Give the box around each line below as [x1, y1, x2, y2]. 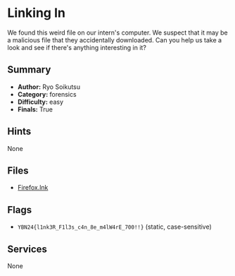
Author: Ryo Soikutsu [17, 83, 81, 91]
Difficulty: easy [17, 97, 64, 106]
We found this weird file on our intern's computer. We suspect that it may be [7, 28, 228, 37]
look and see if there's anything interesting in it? [7, 43, 146, 52]
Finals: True [17, 104, 53, 114]
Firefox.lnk [17, 184, 49, 192]
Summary [7, 64, 51, 76]
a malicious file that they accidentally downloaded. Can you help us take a [7, 35, 222, 44]
